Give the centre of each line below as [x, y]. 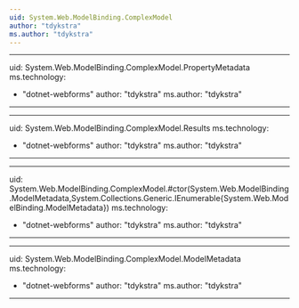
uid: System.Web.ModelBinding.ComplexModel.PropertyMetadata [130, 68]
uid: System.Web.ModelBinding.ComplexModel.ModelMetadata [125, 259]
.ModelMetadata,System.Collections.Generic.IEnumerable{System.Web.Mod [149, 199]
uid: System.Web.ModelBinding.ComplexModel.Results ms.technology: [139, 128]
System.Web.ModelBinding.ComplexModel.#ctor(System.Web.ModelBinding [149, 189]
